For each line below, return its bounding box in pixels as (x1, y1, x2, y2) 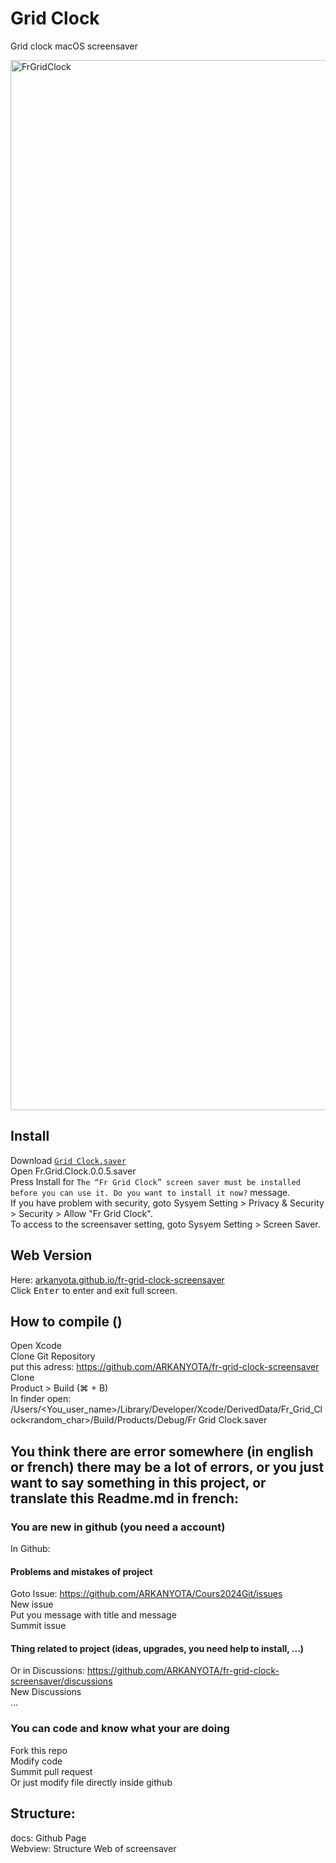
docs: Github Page (10, 1832, 87, 1844)
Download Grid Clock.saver (10, 1154, 127, 1166)
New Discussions (10, 1686, 82, 1698)
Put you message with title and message (10, 1609, 177, 1621)
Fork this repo (10, 1744, 68, 1756)
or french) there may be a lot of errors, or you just (10, 1458, 325, 1476)
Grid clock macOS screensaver (10, 40, 138, 52)
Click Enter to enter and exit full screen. (10, 1284, 178, 1296)
